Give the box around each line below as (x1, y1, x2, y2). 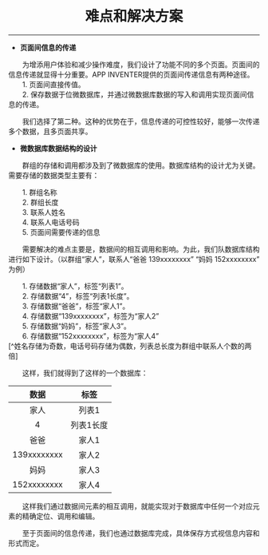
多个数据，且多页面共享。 (8, 126, 93, 136)
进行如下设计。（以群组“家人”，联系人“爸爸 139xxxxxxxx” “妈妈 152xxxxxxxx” (8, 254, 260, 264)
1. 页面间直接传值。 (22, 79, 85, 89)
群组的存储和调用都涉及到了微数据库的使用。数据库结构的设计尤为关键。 (22, 161, 260, 170)
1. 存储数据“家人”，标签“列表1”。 (22, 281, 129, 291)
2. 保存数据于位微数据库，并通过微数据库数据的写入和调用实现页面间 (22, 89, 247, 99)
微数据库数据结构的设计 (19, 143, 97, 153)
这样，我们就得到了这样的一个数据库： (22, 368, 148, 378)
